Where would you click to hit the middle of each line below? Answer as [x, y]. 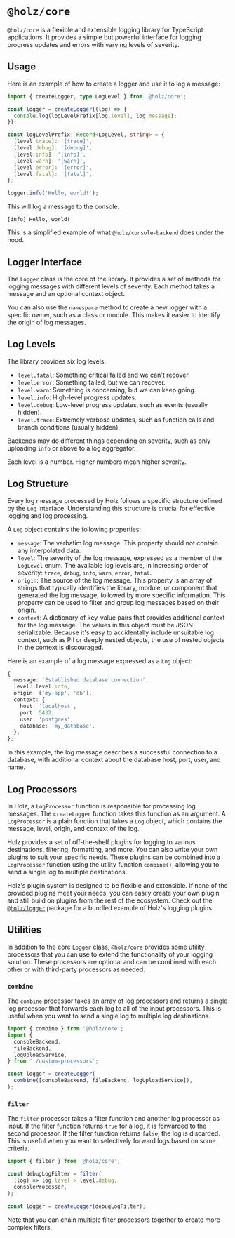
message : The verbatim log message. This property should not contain [118, 543]
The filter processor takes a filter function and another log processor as [113, 1119]
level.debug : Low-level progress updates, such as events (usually [113, 404]
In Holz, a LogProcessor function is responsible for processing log [102, 806]
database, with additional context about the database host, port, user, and [114, 760]
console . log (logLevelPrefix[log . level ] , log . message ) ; [95, 116]
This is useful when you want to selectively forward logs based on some [112, 1141]
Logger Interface [45, 262]
